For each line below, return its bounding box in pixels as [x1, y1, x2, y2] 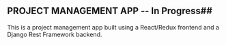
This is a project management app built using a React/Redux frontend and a [7, 23, 220, 31]
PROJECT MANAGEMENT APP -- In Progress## [7, 5, 213, 17]
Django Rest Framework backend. [7, 30, 102, 38]
